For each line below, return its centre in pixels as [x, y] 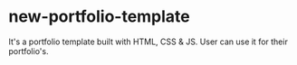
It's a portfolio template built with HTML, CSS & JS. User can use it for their [148, 42]
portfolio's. [29, 51]
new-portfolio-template [100, 17]
